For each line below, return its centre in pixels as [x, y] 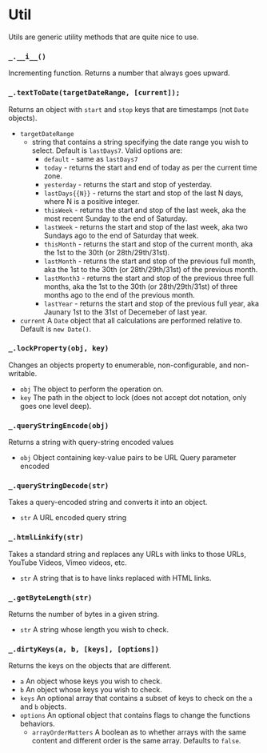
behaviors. [37, 724]
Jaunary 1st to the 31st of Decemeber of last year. [126, 312]
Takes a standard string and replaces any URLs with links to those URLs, [127, 554]
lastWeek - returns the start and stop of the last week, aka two [145, 226]
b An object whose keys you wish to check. [91, 690]
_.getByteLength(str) [50, 597]
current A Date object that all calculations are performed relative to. [131, 320]
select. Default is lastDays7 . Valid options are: [107, 150]
